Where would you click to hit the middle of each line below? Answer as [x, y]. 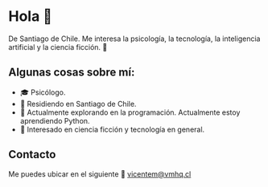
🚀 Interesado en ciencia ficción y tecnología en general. [112, 129]
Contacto [32, 154]
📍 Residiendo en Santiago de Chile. [78, 104]
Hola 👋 [30, 16]
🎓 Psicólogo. [43, 92]
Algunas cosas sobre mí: [72, 73]
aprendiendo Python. [55, 120]
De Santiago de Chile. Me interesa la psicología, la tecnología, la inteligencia [134, 39]
